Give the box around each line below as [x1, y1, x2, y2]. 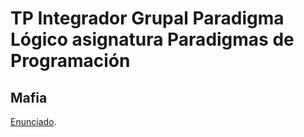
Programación [10, 50, 131, 72]
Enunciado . [10, 116, 57, 127]
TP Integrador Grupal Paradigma [10, 7, 285, 30]
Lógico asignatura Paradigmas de [10, 28, 295, 51]
